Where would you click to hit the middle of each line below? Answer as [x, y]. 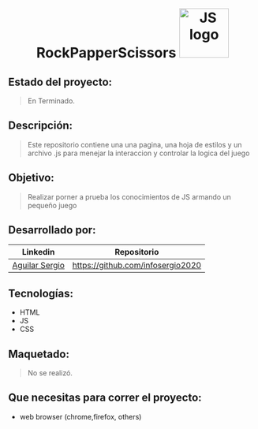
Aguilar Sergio [38, 266]
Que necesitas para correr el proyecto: [105, 398]
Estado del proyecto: [60, 82]
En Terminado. [51, 101]
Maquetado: [39, 354]
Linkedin [38, 252]
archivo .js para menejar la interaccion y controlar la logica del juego [138, 153]
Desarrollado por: [52, 230]
